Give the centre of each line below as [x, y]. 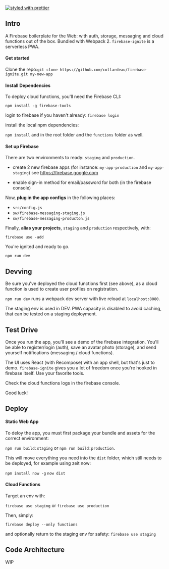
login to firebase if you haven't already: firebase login [62, 115]
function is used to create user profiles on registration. [62, 289]
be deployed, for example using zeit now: [48, 463]
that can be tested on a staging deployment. [51, 314]
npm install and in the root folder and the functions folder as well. [74, 135]
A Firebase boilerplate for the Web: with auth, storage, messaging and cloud [84, 36]
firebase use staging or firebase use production [57, 505]
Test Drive [22, 330]
